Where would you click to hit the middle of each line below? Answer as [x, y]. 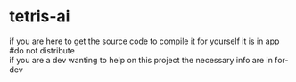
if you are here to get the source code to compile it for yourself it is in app [144, 41]
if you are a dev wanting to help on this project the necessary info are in [141, 60]
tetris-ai [40, 16]
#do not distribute [42, 50]
